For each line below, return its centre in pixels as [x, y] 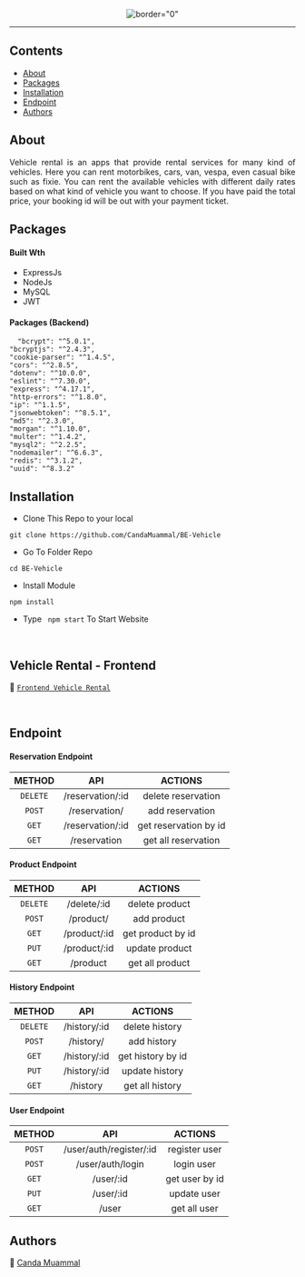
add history [152, 1042]
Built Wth [27, 252]
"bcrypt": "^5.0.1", [56, 342]
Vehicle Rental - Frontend [83, 665]
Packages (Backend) [49, 322]
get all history [152, 1086]
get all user [195, 1209]
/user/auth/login [110, 1164]
